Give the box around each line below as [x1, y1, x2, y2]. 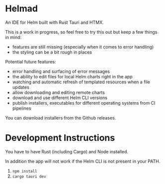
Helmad [5, 3, 38, 14]
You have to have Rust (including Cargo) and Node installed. [5, 148, 128, 154]
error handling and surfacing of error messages [12, 68, 110, 74]
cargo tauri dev [12, 174, 46, 179]
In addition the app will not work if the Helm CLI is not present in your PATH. [5, 158, 161, 164]
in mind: [5, 34, 22, 40]
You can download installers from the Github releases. [5, 115, 116, 121]
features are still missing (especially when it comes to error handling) [12, 44, 154, 50]
